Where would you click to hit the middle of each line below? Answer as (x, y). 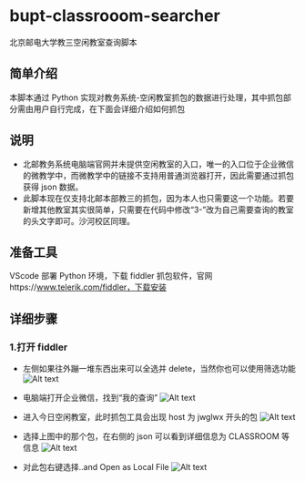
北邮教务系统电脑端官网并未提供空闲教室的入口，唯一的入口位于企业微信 (158, 164)
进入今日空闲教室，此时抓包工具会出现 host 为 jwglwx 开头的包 (140, 417)
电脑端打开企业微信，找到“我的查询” (90, 398)
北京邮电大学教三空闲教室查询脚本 (73, 42)
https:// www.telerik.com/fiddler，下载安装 (88, 287)
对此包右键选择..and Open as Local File (96, 467)
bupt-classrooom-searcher (115, 16)
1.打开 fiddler (39, 347)
